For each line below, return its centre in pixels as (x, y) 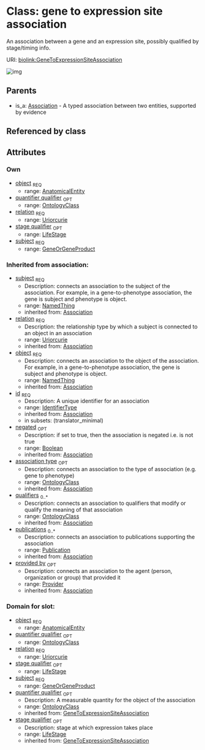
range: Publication (47, 550)
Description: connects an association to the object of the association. (112, 360)
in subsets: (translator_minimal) (64, 420)
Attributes (26, 152)
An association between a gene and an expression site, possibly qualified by (102, 41)
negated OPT (31, 428)
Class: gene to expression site (85, 11)
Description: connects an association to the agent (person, (98, 571)
